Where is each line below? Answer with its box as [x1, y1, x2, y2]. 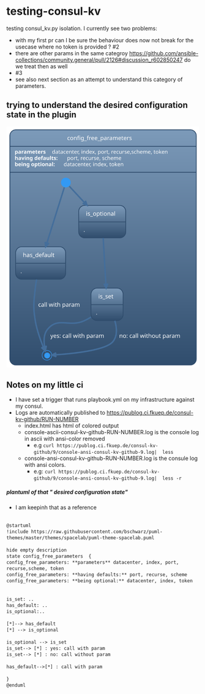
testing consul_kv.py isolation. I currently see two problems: [6, 25, 158, 32]
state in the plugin [6, 109, 76, 120]
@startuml [6, 523, 32, 529]
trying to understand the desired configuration [6, 100, 188, 111]
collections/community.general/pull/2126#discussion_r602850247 [15, 56, 183, 63]
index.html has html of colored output [24, 422, 119, 429]
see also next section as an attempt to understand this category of [15, 76, 183, 83]
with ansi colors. [24, 461, 66, 469]
